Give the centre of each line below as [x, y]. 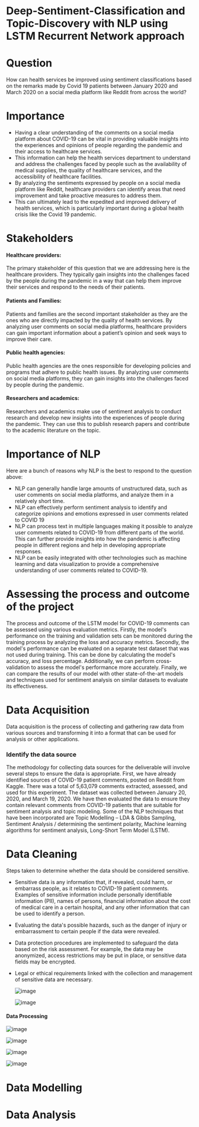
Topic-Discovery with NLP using [87, 23]
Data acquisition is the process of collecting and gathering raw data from [95, 726]
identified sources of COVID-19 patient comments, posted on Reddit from [96, 780]
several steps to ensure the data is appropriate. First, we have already [91, 774]
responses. [28, 551]
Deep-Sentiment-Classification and [96, 11]
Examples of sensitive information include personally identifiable [93, 895]
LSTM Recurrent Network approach [95, 36]
